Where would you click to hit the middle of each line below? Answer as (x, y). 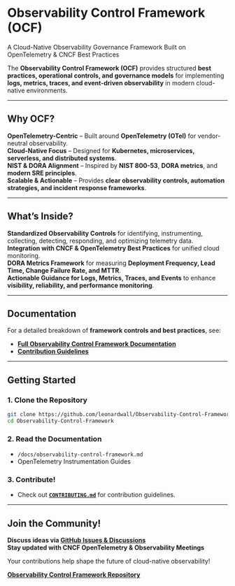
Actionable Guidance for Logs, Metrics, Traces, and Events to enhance (112, 278)
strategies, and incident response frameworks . (77, 187)
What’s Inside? (40, 216)
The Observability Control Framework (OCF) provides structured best (109, 68)
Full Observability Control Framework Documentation (97, 344)
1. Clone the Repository (47, 400)
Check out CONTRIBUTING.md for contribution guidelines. (97, 495)
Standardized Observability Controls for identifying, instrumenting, (105, 233)
